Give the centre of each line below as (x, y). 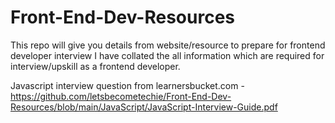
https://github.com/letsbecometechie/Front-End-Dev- (121, 96)
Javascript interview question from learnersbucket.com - (127, 85)
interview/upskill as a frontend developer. (95, 66)
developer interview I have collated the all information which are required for (167, 55)
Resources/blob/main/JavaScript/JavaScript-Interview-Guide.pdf (144, 107)
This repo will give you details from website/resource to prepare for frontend (168, 45)
